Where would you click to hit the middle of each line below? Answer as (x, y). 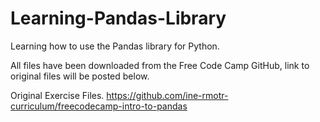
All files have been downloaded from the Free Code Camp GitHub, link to (160, 65)
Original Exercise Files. (57, 95)
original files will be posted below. (80, 76)
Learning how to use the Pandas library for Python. (115, 46)
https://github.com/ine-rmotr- (167, 95)
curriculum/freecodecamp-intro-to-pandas (99, 106)
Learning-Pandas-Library (118, 18)
